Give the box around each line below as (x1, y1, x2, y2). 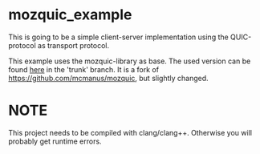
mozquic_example (8, 6, 132, 24)
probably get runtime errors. (8, 136, 102, 146)
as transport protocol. (37, 40, 110, 50)
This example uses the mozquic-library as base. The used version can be (8, 56, 251, 66)
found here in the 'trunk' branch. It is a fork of (8, 64, 159, 74)
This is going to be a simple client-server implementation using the (8, 32, 229, 42)
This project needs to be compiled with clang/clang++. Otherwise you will (8, 128, 253, 137)
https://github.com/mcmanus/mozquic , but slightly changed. (8, 73, 209, 83)
